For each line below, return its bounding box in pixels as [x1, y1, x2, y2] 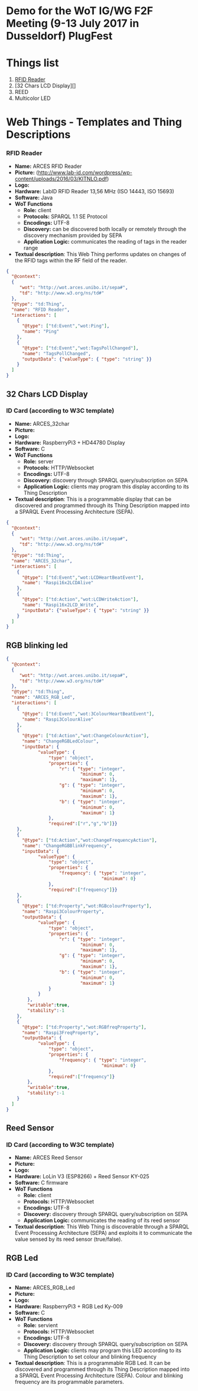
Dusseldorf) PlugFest [6, 30, 113, 43]
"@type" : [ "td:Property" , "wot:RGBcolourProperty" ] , [21, 903, 152, 909]
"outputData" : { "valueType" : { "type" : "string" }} [21, 356, 152, 362]
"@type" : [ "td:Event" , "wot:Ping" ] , [21, 323, 110, 329]
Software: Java [14, 194, 53, 201]
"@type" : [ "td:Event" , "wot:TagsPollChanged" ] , [21, 345, 139, 351]
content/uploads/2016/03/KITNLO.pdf [14, 175, 108, 182]
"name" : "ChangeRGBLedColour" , [21, 738, 99, 744]
